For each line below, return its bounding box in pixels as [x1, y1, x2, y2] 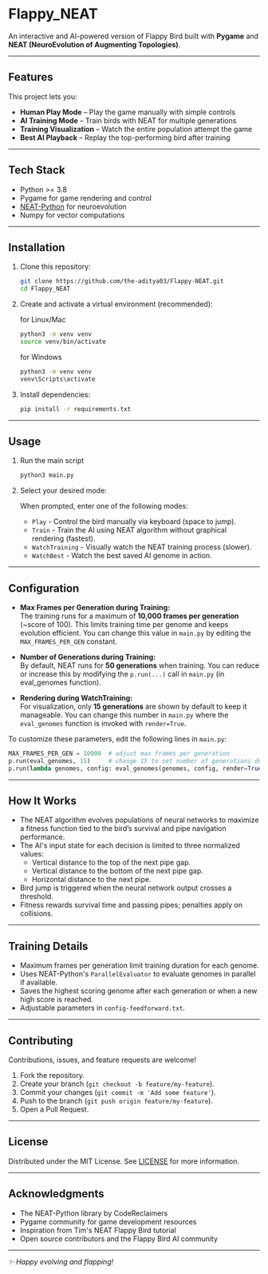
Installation [8, 241, 65, 254]
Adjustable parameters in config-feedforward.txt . [19, 1003, 186, 1012]
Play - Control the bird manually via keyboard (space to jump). [31, 517, 237, 526]
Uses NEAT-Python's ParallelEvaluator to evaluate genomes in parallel [19, 969, 256, 979]
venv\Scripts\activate [19, 375, 96, 383]
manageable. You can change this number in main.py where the [19, 710, 229, 720]
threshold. [19, 892, 53, 901]
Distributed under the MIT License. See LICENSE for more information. [8, 1156, 240, 1166]
